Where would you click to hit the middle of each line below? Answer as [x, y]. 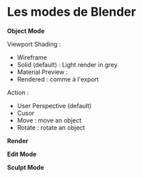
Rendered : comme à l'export [58, 79]
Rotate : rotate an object [51, 127]
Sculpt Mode [26, 167]
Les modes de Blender [72, 12]
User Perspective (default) [54, 105]
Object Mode [26, 31]
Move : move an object [49, 120]
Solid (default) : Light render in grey [67, 64]
